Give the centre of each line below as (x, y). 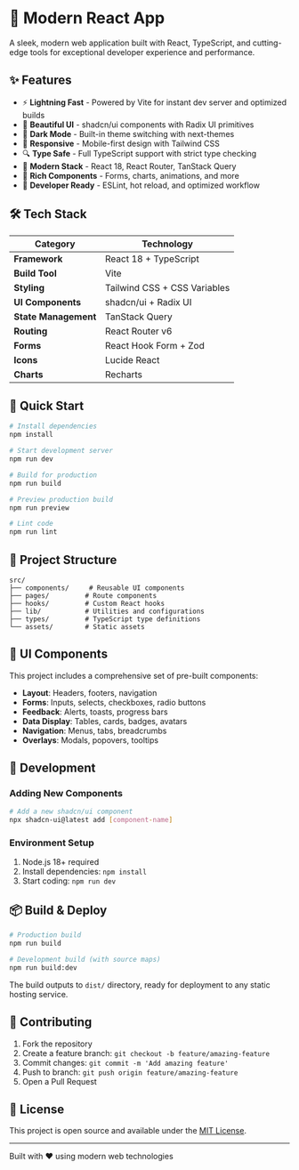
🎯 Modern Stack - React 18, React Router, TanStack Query (129, 166)
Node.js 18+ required (61, 862)
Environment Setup (52, 843)
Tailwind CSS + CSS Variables (168, 287)
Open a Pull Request (60, 1081)
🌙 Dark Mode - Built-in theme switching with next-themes (128, 133)
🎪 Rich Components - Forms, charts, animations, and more (131, 175)
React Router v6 (139, 331)
